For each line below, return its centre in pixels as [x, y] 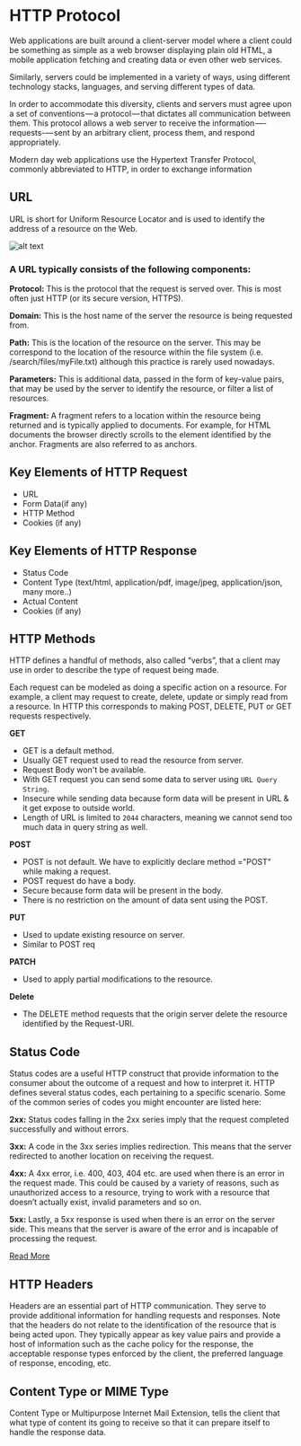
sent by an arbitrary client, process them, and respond [154, 132]
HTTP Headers [51, 1284]
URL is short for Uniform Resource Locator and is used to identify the [137, 219]
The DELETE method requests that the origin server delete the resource [155, 1014]
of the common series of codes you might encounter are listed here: [136, 1102]
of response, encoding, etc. [61, 1363]
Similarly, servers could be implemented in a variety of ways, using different [150, 76]
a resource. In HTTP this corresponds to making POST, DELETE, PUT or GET [150, 707]
